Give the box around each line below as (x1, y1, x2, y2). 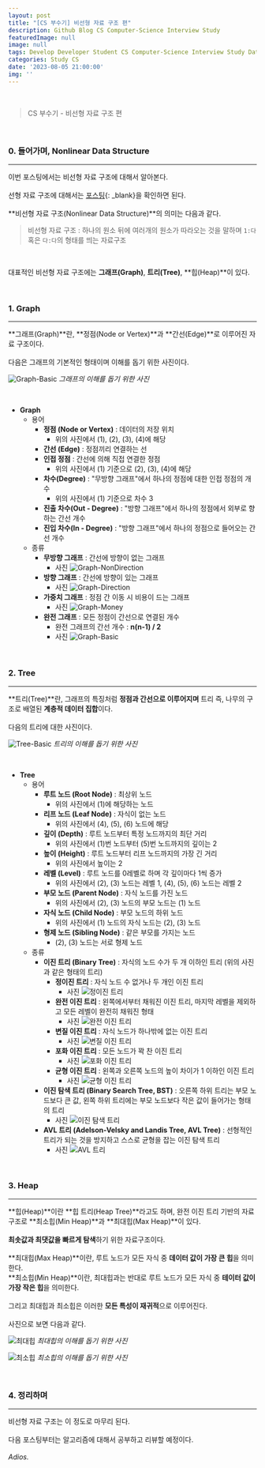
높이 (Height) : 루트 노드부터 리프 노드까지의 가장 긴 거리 (43, 849, 218, 858)
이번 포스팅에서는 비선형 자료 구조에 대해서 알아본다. (8, 171, 168, 182)
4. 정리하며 (8, 1390, 48, 1401)
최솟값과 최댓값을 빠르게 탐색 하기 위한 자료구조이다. (8, 1234, 166, 1244)
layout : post (8, 11, 51, 20)
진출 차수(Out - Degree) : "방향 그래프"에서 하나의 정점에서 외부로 (43, 503, 247, 514)
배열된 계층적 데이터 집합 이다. (22, 704, 113, 713)
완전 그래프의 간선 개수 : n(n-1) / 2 (54, 622, 162, 632)
